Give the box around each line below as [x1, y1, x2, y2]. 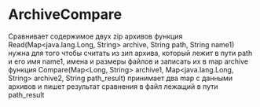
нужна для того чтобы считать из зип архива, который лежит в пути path [8, 48, 253, 57]
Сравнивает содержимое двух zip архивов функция [8, 31, 183, 41]
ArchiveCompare [8, 6, 123, 24]
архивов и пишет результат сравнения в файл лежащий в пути [8, 81, 218, 91]
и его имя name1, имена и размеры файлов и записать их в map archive [8, 57, 249, 66]
